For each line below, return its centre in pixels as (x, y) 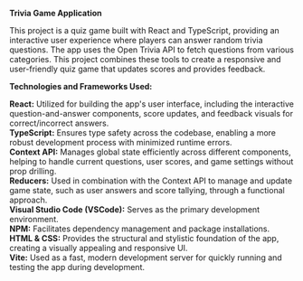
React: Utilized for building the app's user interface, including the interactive (151, 104)
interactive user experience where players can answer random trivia (137, 40)
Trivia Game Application (56, 13)
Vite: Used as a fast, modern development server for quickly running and (146, 258)
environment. (34, 219)
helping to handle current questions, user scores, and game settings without (151, 161)
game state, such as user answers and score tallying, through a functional (147, 190)
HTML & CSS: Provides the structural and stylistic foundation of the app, (144, 238)
